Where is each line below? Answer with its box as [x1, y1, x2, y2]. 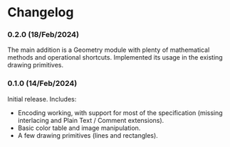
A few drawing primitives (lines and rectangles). [17, 131, 158, 139]
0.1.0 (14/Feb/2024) [7, 79, 78, 89]
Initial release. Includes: [7, 94, 77, 103]
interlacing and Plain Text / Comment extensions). [17, 116, 164, 124]
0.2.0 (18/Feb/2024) [7, 30, 80, 40]
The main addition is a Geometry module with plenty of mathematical [7, 45, 210, 54]
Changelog [7, 4, 74, 21]
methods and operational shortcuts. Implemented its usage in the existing [7, 53, 223, 62]
